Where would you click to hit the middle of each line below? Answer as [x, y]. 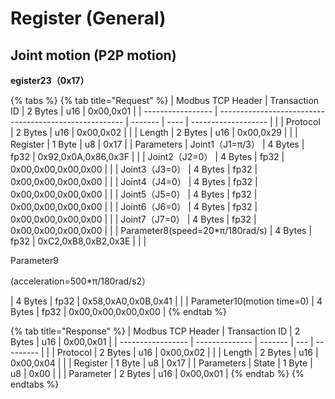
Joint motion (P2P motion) [93, 55]
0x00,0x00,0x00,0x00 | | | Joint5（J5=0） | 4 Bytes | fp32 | [134, 194]
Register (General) [88, 18]
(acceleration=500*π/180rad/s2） [81, 281]
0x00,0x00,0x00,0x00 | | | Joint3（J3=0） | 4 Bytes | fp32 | [134, 169]
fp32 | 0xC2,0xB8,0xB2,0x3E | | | [78, 241]
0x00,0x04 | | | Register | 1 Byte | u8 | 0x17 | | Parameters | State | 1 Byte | [161, 363]
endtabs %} [35, 384]
